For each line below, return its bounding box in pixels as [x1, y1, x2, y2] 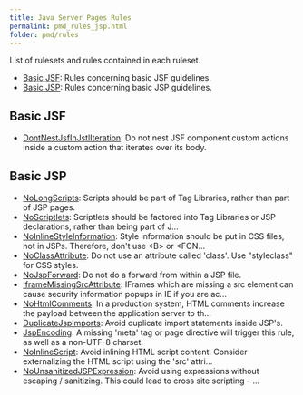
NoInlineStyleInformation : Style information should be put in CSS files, [22, 231, 285, 241]
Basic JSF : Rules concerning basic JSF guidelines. [22, 72, 211, 83]
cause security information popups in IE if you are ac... [22, 289, 227, 299]
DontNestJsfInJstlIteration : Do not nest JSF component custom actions [22, 132, 289, 143]
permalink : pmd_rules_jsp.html [9, 22, 128, 31]
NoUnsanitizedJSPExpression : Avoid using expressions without [22, 366, 259, 376]
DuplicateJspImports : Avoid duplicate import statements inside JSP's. [22, 318, 283, 328]
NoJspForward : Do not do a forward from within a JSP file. [22, 269, 242, 280]
